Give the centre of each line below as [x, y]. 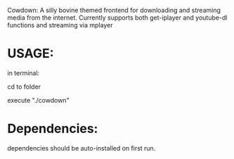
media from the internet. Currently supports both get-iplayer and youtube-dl [117, 18]
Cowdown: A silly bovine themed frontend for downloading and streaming [114, 10]
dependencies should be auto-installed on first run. [82, 148]
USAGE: [31, 54]
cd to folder [24, 87]
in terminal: [24, 72]
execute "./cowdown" [38, 100]
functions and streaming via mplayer [60, 25]
